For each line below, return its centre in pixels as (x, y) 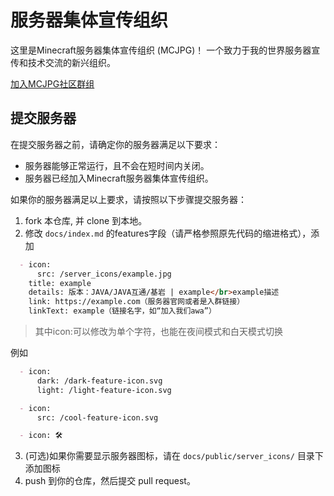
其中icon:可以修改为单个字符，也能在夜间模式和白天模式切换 (158, 331)
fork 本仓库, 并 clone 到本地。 (86, 220)
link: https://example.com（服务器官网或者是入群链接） (136, 302)
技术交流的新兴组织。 (71, 62)
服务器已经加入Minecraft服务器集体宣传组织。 (119, 178)
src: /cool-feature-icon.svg (97, 417)
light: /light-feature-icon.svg (104, 390)
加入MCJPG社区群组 (52, 83)
